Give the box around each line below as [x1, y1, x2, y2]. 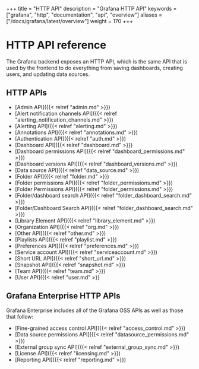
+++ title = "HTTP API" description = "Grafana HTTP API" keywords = [6, 5, 177, 12]
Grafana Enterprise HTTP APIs [6, 291, 121, 301]
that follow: [6, 313, 34, 320]
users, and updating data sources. [6, 71, 90, 78]
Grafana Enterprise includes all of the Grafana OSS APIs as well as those [6, 307, 184, 314]
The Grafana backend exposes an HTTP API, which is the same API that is [6, 58, 187, 65]
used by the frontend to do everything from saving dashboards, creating [6, 64, 183, 71]
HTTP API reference [6, 39, 107, 52]
